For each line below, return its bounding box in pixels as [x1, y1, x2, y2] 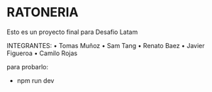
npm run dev [16, 76, 55, 85]
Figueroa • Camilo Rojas [6, 49, 78, 57]
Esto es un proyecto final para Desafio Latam [6, 28, 138, 36]
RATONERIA [6, 4, 79, 21]
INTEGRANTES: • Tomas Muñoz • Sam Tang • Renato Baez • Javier [6, 41, 205, 50]
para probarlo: [6, 62, 49, 71]
